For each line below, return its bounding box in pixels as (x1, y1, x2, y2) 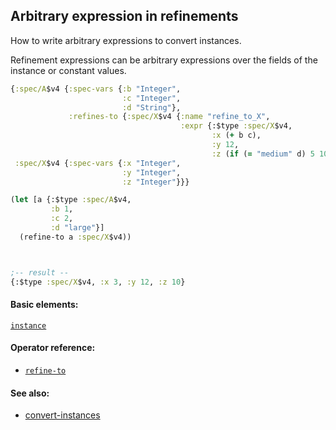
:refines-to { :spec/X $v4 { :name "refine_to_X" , (68, 112, 271, 122)
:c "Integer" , (121, 93, 182, 103)
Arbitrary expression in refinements (10, 8, 239, 25)
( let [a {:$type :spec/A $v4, (10, 195, 132, 205)
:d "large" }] (50, 223, 105, 233)
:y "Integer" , (121, 167, 182, 178)
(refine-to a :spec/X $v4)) (19, 232, 132, 242)
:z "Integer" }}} (121, 177, 190, 187)
